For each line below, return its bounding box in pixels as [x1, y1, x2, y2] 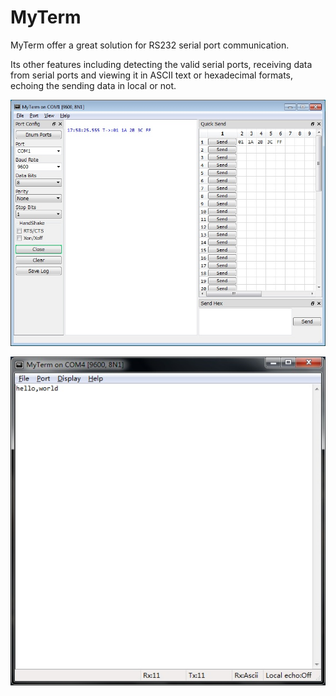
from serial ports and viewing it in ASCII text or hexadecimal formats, [10, 69, 294, 81]
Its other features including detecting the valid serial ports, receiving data [10, 58, 313, 70]
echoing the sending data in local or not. [10, 79, 177, 91]
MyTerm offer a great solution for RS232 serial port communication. [10, 39, 290, 51]
